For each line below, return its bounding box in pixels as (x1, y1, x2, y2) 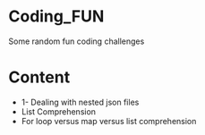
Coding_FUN (8, 6, 105, 27)
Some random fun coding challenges (8, 36, 145, 46)
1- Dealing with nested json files (21, 97, 140, 107)
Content (8, 67, 71, 88)
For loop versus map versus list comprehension (21, 115, 197, 126)
